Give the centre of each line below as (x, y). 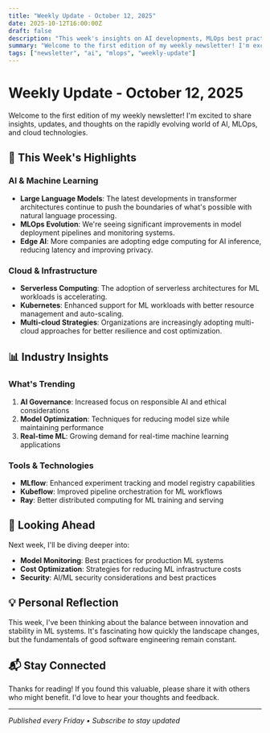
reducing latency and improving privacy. (86, 250)
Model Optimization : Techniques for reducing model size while (125, 419)
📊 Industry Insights (59, 357)
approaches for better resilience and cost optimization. (131, 330)
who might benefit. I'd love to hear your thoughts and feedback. (114, 698)
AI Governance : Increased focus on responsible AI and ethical (123, 402)
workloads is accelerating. (63, 296)
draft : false (30, 31)
